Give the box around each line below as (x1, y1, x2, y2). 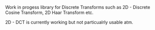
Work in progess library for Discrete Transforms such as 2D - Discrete (5, 4, 150, 10)
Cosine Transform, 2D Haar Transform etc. (5, 9, 94, 15)
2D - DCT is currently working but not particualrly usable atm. (5, 19, 133, 25)
